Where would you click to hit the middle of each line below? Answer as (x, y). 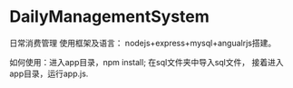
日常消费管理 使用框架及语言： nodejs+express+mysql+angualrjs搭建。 (143, 43)
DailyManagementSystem (110, 17)
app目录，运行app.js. (49, 73)
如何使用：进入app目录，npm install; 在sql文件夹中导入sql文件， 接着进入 (146, 62)
